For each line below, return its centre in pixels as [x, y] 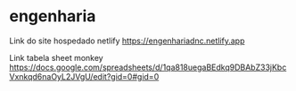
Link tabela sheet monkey [57, 57]
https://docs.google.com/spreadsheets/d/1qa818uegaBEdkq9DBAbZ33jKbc [148, 67]
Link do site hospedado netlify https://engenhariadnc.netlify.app [127, 41]
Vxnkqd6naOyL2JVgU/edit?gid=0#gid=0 [84, 76]
